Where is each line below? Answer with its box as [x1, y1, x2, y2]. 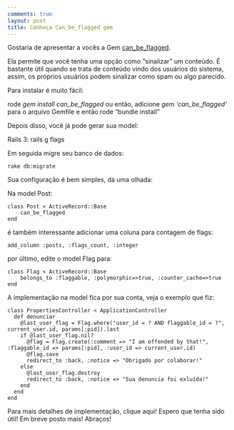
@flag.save [26, 351, 59, 358]
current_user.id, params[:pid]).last [7, 326, 120, 333]
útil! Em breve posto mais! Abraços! [7, 415, 112, 424]
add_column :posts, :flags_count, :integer [7, 242, 139, 249]
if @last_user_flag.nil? [20, 332, 94, 339]
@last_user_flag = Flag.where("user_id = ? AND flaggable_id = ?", [20, 319, 225, 327]
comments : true [7, 10, 53, 18]
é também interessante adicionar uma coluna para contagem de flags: [7, 228, 214, 236]
